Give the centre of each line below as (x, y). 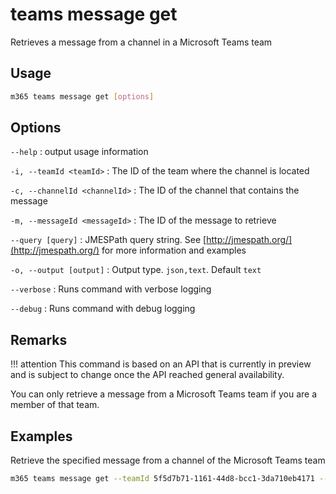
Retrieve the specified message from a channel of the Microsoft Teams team (168, 460)
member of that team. (55, 405)
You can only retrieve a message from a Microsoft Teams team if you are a (164, 394)
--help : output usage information (79, 152)
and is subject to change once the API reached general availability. (147, 375)
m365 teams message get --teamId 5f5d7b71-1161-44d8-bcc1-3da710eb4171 (162, 479)
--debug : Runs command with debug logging (103, 309)
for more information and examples (174, 250)
